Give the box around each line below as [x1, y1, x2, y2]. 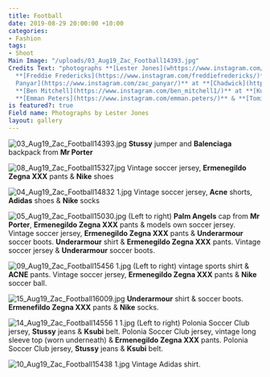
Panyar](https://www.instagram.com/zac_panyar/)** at [15, 79, 199, 87]
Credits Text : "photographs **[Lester [8, 64, 138, 72]
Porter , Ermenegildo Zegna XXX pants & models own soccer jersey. [8, 219, 235, 230]
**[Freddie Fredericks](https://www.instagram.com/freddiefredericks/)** [15, 72, 268, 80]
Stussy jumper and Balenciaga [128, 139, 232, 148]
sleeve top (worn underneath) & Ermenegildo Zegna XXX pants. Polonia [8, 335, 248, 345]
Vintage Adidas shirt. [131, 359, 201, 369]
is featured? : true [8, 101, 74, 110]
